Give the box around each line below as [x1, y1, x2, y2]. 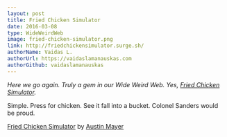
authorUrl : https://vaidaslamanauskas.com [7, 55, 132, 62]
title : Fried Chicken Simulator [7, 17, 101, 24]
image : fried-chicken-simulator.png [7, 36, 113, 43]
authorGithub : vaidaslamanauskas [7, 62, 104, 68]
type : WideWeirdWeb [7, 29, 64, 37]
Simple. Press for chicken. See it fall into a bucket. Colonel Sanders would [7, 101, 219, 109]
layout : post [7, 10, 45, 17]
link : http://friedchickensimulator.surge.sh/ [7, 42, 144, 49]
